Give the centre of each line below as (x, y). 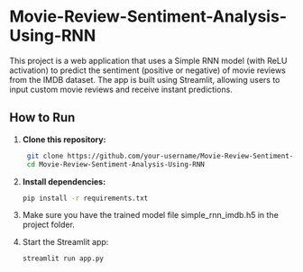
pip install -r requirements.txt (85, 198)
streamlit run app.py (63, 258)
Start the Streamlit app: (65, 242)
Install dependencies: (64, 181)
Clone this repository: (64, 139)
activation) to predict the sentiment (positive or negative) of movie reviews (147, 70)
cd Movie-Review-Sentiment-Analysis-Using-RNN (115, 164)
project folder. (48, 225)
